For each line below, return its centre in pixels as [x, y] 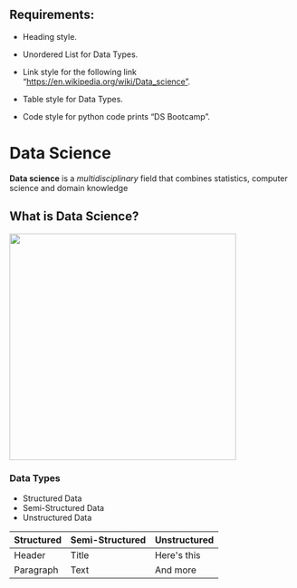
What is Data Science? [74, 217]
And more [176, 570]
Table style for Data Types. [73, 99]
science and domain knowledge [69, 188]
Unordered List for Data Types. [80, 54]
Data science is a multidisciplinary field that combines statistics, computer [148, 178]
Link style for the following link [80, 72]
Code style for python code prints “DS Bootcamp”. [116, 116]
